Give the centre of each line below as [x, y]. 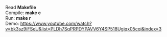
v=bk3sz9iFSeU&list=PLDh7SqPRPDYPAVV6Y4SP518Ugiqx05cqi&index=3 [83, 29]
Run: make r [18, 18]
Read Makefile [21, 7]
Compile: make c [23, 13]
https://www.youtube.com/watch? [56, 23]
